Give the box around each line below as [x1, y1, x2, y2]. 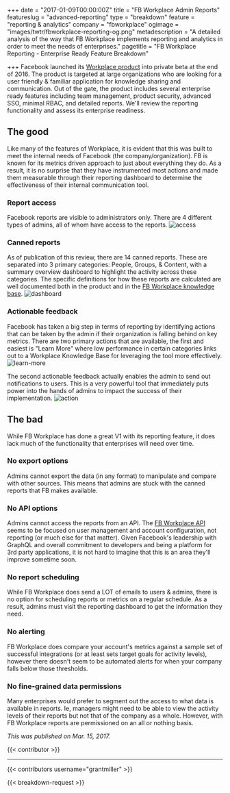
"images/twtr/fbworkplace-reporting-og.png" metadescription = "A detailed [7, 27, 221, 36]
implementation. [7, 394, 53, 402]
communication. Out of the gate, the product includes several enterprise [7, 85, 211, 92]
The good [7, 126, 49, 138]
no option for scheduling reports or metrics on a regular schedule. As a [7, 595, 207, 603]
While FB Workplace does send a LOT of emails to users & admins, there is [7, 588, 218, 596]
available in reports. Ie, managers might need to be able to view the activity [7, 705, 219, 712]
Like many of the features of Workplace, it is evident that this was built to [7, 144, 213, 153]
